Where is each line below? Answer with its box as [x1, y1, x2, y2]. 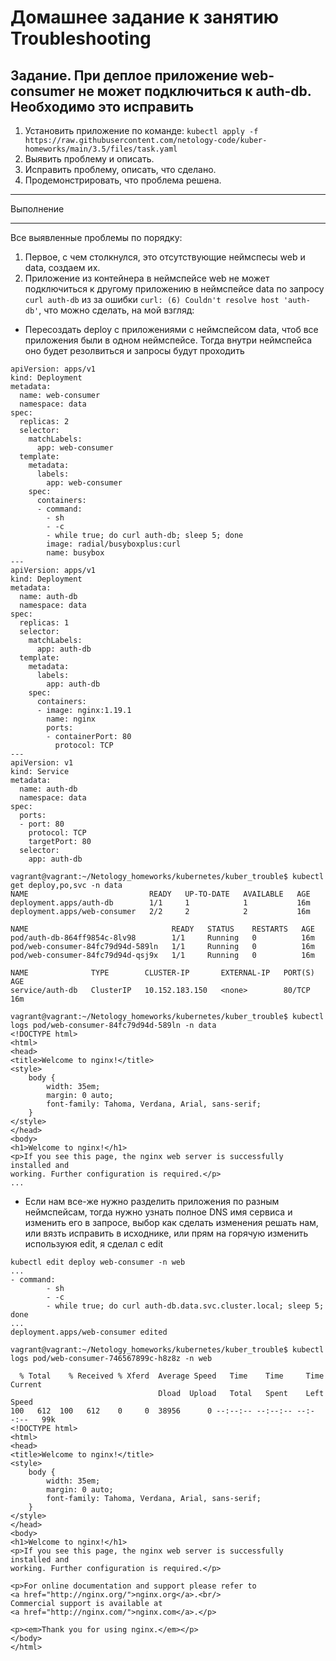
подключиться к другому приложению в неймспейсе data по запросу [24, 283, 325, 295]
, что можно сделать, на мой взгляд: [38, 304, 195, 316]
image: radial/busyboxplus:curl [46, 539, 182, 549]
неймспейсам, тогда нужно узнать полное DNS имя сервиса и [24, 1206, 293, 1218]
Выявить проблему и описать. [24, 153, 155, 165]
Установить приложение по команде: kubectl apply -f [24, 125, 259, 136]
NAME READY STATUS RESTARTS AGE [10, 924, 315, 934]
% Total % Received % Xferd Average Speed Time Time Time [19, 1371, 325, 1381]
